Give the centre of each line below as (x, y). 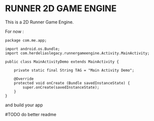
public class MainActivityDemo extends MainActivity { (62, 61)
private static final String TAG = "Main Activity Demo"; (74, 70)
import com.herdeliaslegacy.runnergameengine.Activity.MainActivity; (77, 53)
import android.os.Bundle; (33, 49)
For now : (15, 31)
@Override (24, 79)
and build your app (24, 105)
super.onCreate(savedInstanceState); (61, 87)
